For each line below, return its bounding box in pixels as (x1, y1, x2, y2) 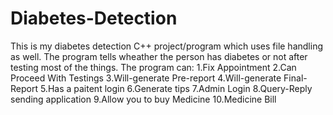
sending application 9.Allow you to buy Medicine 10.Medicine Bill (10, 93, 277, 105)
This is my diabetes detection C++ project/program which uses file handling (10, 40, 323, 52)
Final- (283, 72, 308, 84)
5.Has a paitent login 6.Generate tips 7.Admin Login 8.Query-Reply (39, 82, 313, 94)
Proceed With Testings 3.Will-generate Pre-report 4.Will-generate (10, 72, 282, 84)
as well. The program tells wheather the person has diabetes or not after (10, 50, 308, 62)
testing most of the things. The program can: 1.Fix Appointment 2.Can (10, 61, 297, 73)
